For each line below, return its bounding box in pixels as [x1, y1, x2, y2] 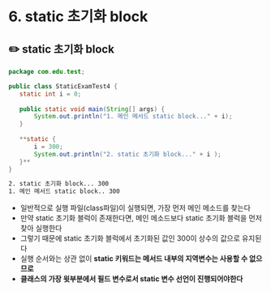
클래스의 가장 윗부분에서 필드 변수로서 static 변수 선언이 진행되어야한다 [19, 274, 243, 284]
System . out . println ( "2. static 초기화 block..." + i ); [33, 150, 222, 158]
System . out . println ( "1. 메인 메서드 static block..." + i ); [33, 113, 233, 121]
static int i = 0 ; [19, 90, 82, 98]
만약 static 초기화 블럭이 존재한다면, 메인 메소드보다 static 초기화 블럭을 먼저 [19, 213, 262, 223]
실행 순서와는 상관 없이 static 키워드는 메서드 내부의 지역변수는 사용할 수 [19, 254, 248, 263]
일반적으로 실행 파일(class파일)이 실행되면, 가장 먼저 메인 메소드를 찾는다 [19, 203, 252, 213]
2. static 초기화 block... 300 [8, 180, 110, 188]
